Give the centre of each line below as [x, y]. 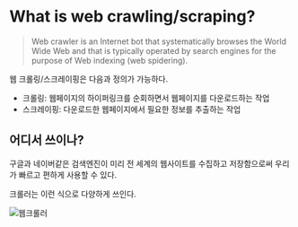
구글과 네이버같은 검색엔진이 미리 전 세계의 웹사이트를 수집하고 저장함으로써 [141, 163]
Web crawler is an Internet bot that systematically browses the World [159, 41]
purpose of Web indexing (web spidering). [110, 60]
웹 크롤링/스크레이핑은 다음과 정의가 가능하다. [89, 79]
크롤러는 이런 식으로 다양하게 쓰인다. [73, 194]
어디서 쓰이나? [47, 140]
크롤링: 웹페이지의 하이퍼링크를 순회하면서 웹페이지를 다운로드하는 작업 [146, 98]
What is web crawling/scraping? [132, 17]
